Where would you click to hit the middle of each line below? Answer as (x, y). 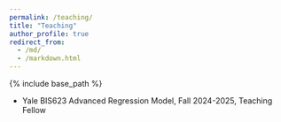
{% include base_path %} (56, 84)
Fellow (34, 110)
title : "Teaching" (43, 26)
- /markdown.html (49, 58)
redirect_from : (37, 42)
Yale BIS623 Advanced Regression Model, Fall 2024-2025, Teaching (147, 101)
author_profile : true (49, 34)
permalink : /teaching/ (51, 17)
